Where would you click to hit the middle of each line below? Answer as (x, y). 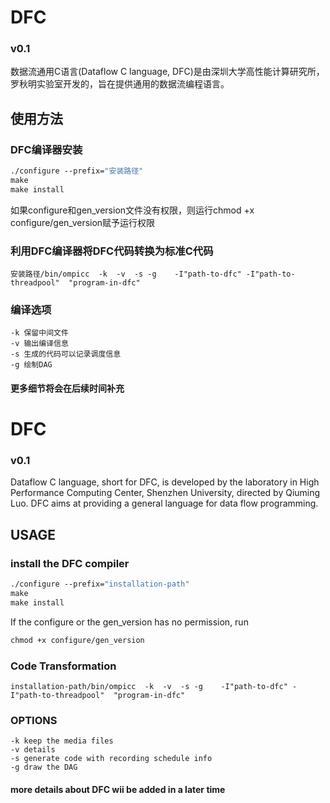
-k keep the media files (62, 741)
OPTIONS (34, 720)
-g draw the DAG (44, 767)
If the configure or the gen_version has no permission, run (129, 622)
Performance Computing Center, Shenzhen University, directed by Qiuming (165, 493)
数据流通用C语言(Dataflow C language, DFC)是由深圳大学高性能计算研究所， (167, 72)
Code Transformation (63, 666)
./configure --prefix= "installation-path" (100, 584)
